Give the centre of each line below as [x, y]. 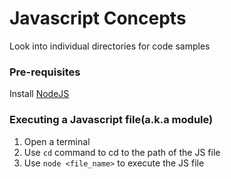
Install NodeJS [39, 94]
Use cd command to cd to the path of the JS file [122, 152]
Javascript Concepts [98, 18]
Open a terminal [57, 141]
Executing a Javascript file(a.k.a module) [111, 120]
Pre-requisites [45, 72]
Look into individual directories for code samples [110, 46]
